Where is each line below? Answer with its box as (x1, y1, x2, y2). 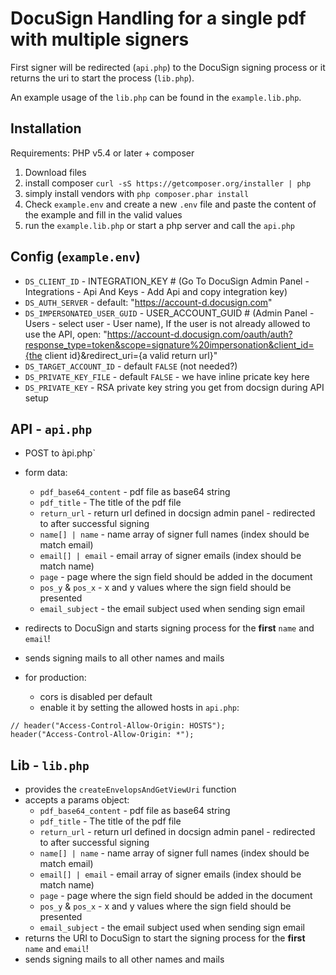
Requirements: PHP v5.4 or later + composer (10, 147, 195, 159)
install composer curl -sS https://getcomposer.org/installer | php (24, 177, 312, 189)
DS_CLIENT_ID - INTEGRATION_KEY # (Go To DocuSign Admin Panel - (24, 275, 310, 287)
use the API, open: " (24, 328, 108, 340)
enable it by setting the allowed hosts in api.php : (39, 702, 240, 714)
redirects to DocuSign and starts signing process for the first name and (24, 622, 315, 634)
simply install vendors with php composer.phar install (24, 187, 250, 199)
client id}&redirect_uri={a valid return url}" (44, 349, 218, 361)
